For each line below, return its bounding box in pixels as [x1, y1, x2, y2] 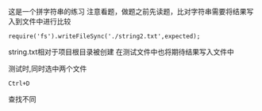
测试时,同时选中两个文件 [8, 64, 87, 73]
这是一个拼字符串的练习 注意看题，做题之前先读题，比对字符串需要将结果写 [8, 7, 254, 16]
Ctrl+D [8, 80, 30, 87]
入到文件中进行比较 [8, 17, 71, 26]
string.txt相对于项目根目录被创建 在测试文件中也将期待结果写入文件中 [8, 47, 234, 57]
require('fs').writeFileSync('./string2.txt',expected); [8, 32, 201, 40]
